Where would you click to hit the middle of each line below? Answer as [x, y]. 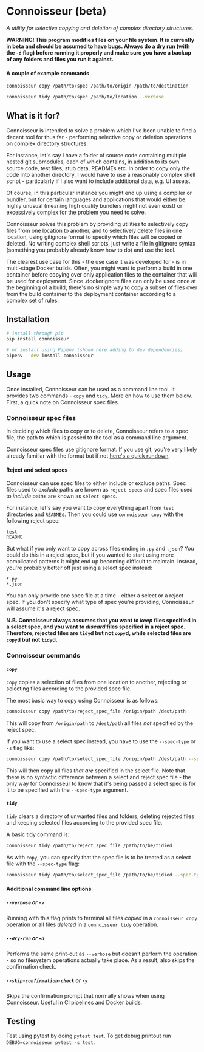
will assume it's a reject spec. [43, 608]
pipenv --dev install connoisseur [50, 356]
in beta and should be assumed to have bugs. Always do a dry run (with [98, 46]
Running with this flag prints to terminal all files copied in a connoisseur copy [102, 918]
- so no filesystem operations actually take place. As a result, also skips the [100, 960]
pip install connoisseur [38, 339]
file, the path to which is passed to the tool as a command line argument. [97, 438]
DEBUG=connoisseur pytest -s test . [51, 1042]
